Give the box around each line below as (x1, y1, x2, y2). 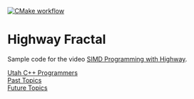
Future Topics (7, 83, 48, 92)
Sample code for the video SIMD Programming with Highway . (7, 54, 188, 63)
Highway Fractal (7, 32, 106, 47)
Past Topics (7, 76, 42, 84)
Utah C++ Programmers (7, 68, 78, 77)
